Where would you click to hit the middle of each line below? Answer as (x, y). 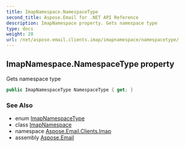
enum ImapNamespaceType (50, 118)
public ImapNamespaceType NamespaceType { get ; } (70, 90)
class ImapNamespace (43, 125)
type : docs (20, 29)
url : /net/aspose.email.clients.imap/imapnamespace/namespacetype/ (93, 40)
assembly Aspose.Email (44, 137)
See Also (20, 105)
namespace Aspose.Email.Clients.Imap (63, 131)
